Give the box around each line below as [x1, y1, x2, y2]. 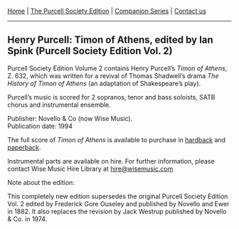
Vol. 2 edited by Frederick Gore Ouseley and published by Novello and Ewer [7, 199, 230, 208]
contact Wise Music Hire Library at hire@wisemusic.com [7, 164, 174, 173]
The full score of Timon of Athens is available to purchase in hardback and [7, 135, 226, 144]
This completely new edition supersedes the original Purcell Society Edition [7, 192, 228, 201]
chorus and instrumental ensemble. [7, 100, 112, 109]
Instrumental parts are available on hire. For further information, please [7, 156, 215, 165]
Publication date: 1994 [7, 122, 73, 130]
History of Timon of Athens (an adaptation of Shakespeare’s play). [7, 79, 201, 87]
